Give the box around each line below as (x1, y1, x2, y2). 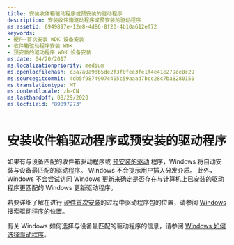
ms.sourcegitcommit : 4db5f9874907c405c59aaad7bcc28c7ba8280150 (7, 74, 195, 82)
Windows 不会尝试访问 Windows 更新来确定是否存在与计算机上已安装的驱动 (7, 175, 224, 183)
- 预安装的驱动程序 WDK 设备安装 (7, 49, 92, 56)
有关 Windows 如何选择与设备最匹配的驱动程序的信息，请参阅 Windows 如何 (7, 221, 226, 230)
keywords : (7, 29, 36, 37)
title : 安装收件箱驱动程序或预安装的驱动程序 (7, 10, 123, 17)
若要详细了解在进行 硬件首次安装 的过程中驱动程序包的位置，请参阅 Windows (7, 198, 226, 206)
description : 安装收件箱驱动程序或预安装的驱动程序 (7, 17, 141, 24)
